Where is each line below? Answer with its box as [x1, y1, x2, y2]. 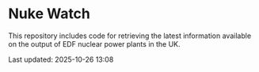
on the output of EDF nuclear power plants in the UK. [8, 39, 181, 48]
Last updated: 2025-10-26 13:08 [8, 55, 114, 64]
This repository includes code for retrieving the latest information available [8, 31, 252, 40]
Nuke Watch [8, 5, 91, 23]
